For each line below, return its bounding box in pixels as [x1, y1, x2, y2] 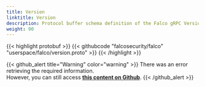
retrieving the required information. [6, 68, 95, 75]
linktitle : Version [6, 15, 56, 21]
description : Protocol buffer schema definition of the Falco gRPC [6, 20, 182, 26]
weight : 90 [6, 26, 34, 32]
